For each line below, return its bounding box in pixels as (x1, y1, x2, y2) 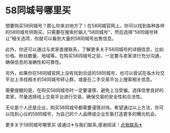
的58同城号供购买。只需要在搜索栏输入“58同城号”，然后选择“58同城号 (5, 29, 154, 35)
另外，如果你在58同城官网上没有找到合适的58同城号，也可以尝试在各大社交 (5, 70, 165, 76)
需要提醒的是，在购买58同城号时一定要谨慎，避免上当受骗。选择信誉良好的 (5, 87, 164, 93)
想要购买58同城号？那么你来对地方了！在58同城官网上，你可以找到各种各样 (5, 23, 165, 29)
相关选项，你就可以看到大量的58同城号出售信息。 (12, 35, 117, 41)
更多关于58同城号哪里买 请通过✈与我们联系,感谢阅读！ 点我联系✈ (5, 121, 143, 128)
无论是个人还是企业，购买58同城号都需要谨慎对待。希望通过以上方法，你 (5, 104, 159, 110)
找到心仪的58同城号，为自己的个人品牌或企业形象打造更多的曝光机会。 (9, 110, 159, 117)
